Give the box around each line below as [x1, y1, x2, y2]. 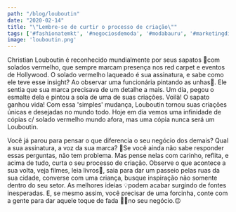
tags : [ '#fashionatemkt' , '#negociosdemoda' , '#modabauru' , [7, 29, 188, 37]
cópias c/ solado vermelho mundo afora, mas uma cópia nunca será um [7, 115, 215, 124]
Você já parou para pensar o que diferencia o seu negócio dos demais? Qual [7, 136, 229, 145]
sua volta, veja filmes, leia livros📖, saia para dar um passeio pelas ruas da [7, 166, 220, 175]
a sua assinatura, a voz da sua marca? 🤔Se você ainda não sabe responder [7, 144, 225, 152]
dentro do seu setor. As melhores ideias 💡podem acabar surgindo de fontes [7, 181, 227, 190]
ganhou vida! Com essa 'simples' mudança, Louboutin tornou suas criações [7, 100, 227, 109]
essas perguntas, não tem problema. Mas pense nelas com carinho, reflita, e [7, 152, 229, 160]
